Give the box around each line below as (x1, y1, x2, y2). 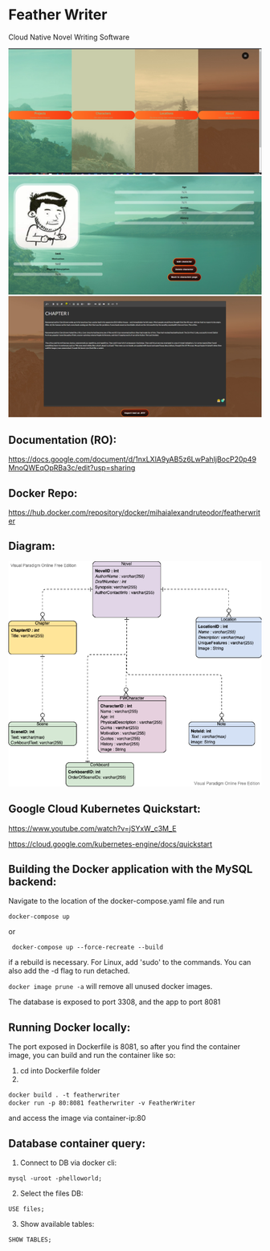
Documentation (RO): (8, 433, 117, 447)
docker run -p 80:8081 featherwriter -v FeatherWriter (8, 1099, 196, 1107)
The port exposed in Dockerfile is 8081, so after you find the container (8, 1042, 241, 1052)
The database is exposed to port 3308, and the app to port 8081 (8, 997, 221, 1007)
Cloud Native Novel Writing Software (8, 32, 130, 42)
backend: (8, 875, 57, 888)
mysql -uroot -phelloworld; (8, 1174, 103, 1183)
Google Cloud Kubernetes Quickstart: (8, 802, 201, 816)
